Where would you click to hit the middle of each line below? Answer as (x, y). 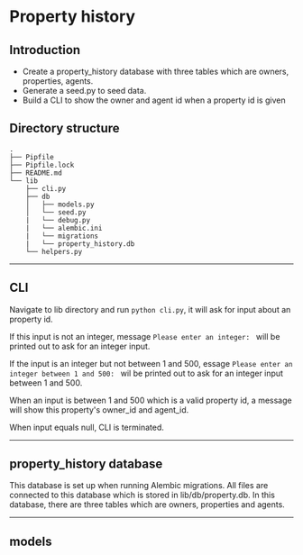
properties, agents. (58, 81)
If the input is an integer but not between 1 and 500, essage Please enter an (151, 363)
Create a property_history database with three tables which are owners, (156, 71)
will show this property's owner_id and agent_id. (99, 409)
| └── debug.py (58, 220)
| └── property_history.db (80, 244)
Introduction (45, 50)
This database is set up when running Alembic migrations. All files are (139, 486)
